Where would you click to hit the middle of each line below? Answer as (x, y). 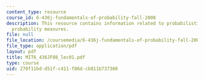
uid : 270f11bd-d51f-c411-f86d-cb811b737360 (62, 69)
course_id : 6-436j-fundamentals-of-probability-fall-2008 (81, 18)
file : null (20, 35)
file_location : (25, 40)
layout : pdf (21, 52)
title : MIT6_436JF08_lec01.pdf (46, 57)
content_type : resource (36, 12)
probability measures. (40, 29)
